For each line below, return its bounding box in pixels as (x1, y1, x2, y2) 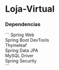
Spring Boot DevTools (5, 37, 49, 43)
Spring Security (5, 58, 37, 64)
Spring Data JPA (5, 47, 38, 53)
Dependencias (5, 21, 41, 28)
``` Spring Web (5, 32, 34, 38)
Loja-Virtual (5, 3, 55, 15)
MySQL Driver (5, 53, 34, 59)
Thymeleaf (5, 43, 27, 48)
